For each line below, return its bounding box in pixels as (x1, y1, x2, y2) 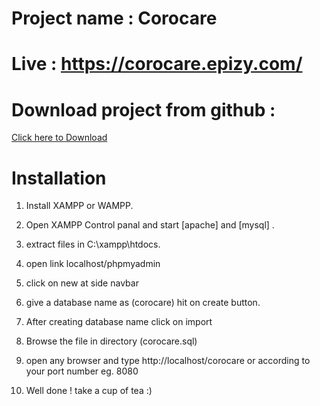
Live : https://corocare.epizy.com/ (11, 53, 303, 76)
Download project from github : (11, 98, 276, 121)
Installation (11, 167, 107, 189)
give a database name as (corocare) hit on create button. (25, 297, 261, 309)
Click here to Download (11, 132, 108, 144)
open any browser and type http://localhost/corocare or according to (25, 355, 311, 367)
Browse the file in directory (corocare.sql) (25, 335, 198, 347)
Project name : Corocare (11, 7, 218, 30)
